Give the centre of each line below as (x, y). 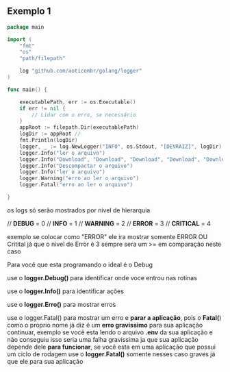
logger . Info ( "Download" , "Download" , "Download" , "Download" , (110, 159)
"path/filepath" (43, 59)
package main (26, 27)
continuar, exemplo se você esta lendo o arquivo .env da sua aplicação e (110, 332)
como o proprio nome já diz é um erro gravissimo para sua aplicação (105, 325)
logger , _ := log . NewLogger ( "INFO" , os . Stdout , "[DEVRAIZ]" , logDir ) (121, 147)
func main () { (27, 89)
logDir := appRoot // (50, 134)
